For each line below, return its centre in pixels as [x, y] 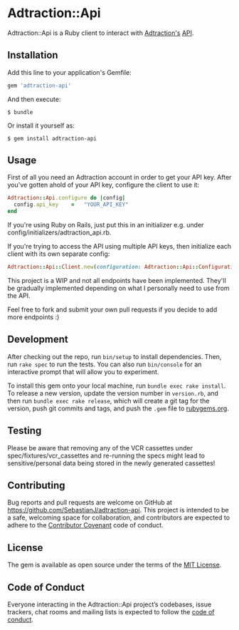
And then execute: [34, 99]
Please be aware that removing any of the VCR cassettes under [100, 448]
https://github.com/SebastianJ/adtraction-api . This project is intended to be [118, 510]
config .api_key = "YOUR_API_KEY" [71, 205]
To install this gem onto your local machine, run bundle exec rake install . [117, 386]
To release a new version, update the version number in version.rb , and [113, 393]
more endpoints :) [33, 317]
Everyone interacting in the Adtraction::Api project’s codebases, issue [110, 604]
